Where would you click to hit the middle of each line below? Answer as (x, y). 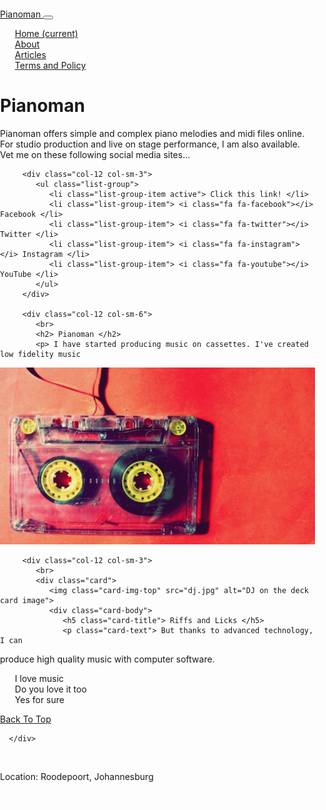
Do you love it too (50, 689)
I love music (39, 679)
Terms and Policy (50, 65)
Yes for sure (39, 700)
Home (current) (46, 33)
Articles (30, 54)
